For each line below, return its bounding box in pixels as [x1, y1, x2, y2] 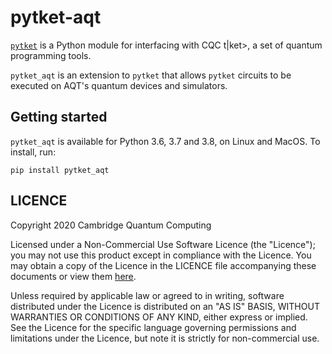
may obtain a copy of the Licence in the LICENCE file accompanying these [10, 259, 317, 271]
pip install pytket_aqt [10, 165, 110, 175]
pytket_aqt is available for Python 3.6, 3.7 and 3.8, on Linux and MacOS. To [10, 135, 321, 147]
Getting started [10, 109, 108, 126]
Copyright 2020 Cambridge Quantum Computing [10, 219, 212, 231]
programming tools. [10, 49, 92, 61]
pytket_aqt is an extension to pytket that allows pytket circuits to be [10, 69, 292, 81]
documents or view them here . [10, 270, 137, 282]
